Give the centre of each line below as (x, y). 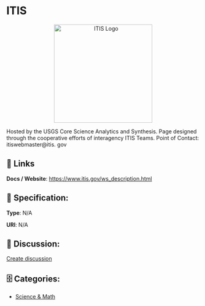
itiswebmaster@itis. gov (37, 144)
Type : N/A (19, 213)
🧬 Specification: (37, 198)
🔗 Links (21, 164)
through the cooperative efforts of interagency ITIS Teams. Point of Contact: (103, 138)
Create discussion (29, 259)
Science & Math (35, 297)
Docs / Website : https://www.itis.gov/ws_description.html (79, 178)
